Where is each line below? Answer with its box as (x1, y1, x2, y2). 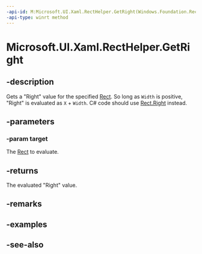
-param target (6, 135, 48, 143)
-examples (6, 219, 47, 229)
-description (6, 77, 54, 87)
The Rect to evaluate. (6, 148, 59, 156)
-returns (6, 166, 38, 176)
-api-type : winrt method (6, 14, 69, 20)
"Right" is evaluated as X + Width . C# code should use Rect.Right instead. (6, 99, 188, 106)
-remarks (6, 199, 42, 209)
